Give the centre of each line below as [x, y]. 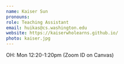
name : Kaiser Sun [27, 11]
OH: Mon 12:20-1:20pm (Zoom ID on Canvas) [60, 55]
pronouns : [18, 17]
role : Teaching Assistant [37, 22]
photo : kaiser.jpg [28, 38]
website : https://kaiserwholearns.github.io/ [62, 33]
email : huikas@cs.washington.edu [47, 28]
